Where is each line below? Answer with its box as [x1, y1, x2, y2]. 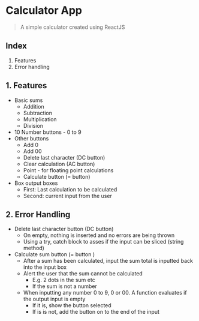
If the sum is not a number [32, 283, 97, 290]
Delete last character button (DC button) [14, 226, 114, 233]
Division [23, 122, 43, 129]
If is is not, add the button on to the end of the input [32, 308, 160, 316]
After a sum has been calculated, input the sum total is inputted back [23, 257, 193, 265]
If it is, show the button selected [32, 302, 111, 309]
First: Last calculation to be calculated [23, 185, 117, 193]
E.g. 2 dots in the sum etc [32, 277, 95, 284]
